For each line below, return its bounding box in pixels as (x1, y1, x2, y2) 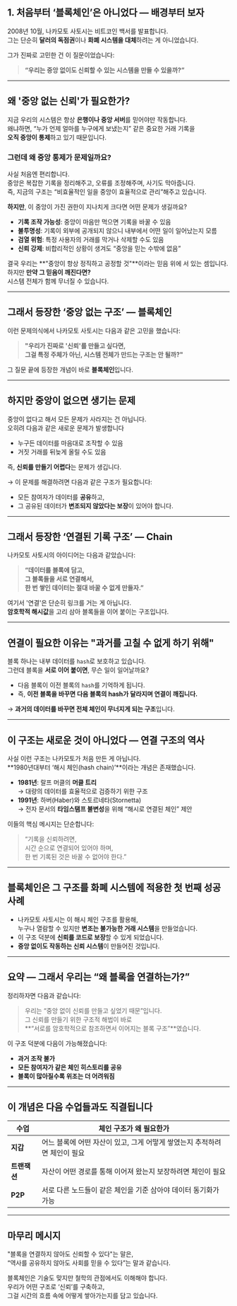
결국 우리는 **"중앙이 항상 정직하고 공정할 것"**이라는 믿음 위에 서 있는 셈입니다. (7, 259, 229, 268)
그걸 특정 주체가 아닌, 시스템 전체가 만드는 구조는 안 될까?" (24, 350, 183, 359)
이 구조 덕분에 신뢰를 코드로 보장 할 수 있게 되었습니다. (17, 933, 164, 941)
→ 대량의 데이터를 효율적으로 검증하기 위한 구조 (17, 786, 148, 795)
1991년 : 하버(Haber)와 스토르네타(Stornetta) (17, 796, 142, 804)
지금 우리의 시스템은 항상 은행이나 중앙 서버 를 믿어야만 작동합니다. (7, 115, 188, 124)
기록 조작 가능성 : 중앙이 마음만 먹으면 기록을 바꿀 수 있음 (17, 217, 171, 226)
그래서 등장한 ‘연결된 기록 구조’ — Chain (7, 530, 173, 543)
